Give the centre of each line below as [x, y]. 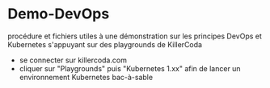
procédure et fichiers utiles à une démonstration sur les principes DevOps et [135, 36]
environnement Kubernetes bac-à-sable [86, 77]
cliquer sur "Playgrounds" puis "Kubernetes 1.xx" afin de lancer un [130, 68]
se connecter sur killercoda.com [73, 60]
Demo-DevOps [59, 14]
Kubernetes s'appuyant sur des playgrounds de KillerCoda [105, 44]
